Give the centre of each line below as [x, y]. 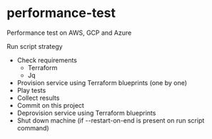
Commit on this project [51, 105]
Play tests [31, 90]
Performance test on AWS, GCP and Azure [69, 33]
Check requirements [47, 60]
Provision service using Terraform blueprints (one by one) [102, 82]
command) [33, 128]
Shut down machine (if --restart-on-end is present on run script [111, 120]
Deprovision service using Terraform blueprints [86, 113]
